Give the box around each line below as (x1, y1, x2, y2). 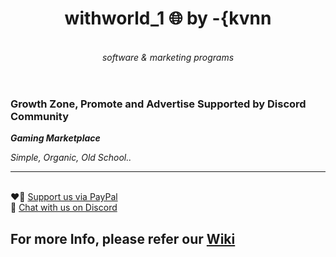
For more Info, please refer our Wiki (10, 230, 236, 247)
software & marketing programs (101, 51, 235, 63)
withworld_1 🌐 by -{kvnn (64, 7, 272, 30)
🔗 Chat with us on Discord (10, 202, 118, 214)
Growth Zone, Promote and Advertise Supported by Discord (10, 97, 307, 111)
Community (10, 109, 69, 123)
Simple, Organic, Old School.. (10, 152, 132, 164)
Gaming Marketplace (10, 132, 101, 144)
